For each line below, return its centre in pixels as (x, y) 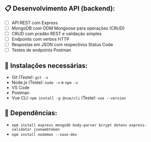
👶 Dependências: (31, 113)
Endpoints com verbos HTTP (40, 39)
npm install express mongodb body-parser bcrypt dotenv (69, 125)
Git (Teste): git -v (30, 77)
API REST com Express (34, 23)
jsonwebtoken (47, 129)
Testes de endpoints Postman (41, 50)
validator (22, 129)
